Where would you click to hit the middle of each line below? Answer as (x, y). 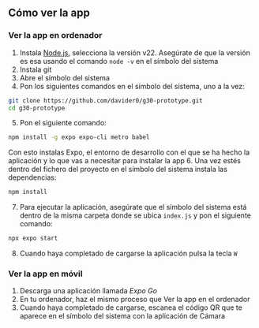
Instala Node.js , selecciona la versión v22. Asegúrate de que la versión (135, 52)
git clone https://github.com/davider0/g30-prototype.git (105, 101)
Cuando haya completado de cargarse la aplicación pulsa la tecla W (128, 253)
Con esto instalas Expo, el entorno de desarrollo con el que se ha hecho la (129, 152)
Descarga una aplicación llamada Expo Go (88, 291)
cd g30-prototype (37, 108)
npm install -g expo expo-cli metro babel (79, 137)
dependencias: (32, 177)
